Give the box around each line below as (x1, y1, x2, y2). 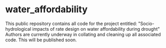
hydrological (5, 26, 32, 32)
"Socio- (138, 20, 154, 27)
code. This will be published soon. (5, 37, 77, 43)
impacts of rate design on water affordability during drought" (32, 26, 160, 32)
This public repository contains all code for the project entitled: (5, 20, 137, 27)
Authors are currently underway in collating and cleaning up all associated (5, 31, 161, 37)
